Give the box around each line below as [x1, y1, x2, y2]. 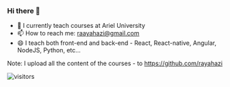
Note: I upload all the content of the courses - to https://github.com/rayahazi [7, 59, 223, 67]
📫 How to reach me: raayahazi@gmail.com [16, 29, 140, 37]
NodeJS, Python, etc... [16, 46, 81, 54]
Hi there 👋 [7, 6, 41, 16]
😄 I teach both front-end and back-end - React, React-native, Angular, [16, 39, 217, 47]
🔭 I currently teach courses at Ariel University [16, 22, 146, 30]
